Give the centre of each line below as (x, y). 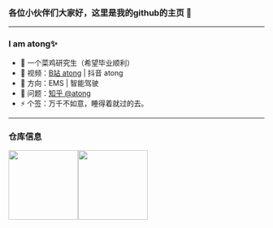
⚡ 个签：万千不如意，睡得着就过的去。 (84, 103)
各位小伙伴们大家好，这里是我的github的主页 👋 (100, 12)
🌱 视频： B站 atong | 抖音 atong (71, 73)
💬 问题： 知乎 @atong (55, 93)
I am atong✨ (33, 44)
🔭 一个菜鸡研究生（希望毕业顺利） (77, 62)
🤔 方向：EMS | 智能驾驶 (59, 83)
